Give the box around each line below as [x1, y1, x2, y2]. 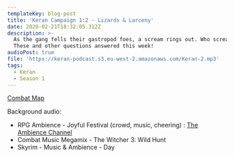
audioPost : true [7, 49, 54, 56]
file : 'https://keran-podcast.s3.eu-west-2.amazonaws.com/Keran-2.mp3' [7, 56, 219, 63]
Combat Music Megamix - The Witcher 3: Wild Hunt [17, 136, 166, 144]
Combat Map [7, 94, 45, 102]
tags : [7, 62, 23, 69]
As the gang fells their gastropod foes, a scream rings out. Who [13, 36, 210, 43]
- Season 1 [13, 74, 45, 82]
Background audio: [7, 107, 61, 116]
